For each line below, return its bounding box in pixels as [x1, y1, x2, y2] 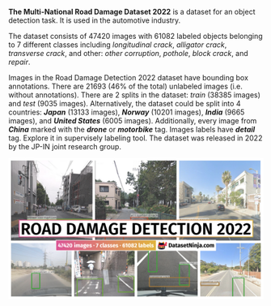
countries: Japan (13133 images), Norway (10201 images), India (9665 [8, 107, 245, 117]
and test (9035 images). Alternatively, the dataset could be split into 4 [8, 99, 241, 108]
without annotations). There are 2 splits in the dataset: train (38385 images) [8, 90, 261, 100]
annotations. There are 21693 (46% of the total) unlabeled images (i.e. [8, 81, 243, 91]
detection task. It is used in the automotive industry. [8, 15, 181, 25]
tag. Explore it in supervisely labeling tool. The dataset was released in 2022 [8, 133, 263, 143]
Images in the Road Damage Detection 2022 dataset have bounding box [8, 73, 249, 82]
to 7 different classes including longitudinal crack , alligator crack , [8, 40, 227, 50]
